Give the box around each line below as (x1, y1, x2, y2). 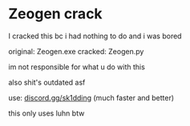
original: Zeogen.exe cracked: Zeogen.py (8, 46, 144, 56)
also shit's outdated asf (8, 77, 86, 87)
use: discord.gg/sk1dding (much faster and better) (8, 93, 175, 102)
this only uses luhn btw (8, 108, 85, 118)
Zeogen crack (8, 5, 103, 23)
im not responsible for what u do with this (8, 61, 146, 72)
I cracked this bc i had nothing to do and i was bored (8, 31, 182, 41)
